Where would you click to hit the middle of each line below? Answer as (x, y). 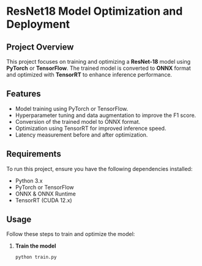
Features (24, 94)
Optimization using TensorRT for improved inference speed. (91, 128)
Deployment (38, 24)
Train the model (36, 246)
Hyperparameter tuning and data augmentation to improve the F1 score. (106, 115)
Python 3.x (29, 180)
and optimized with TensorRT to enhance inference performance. (89, 74)
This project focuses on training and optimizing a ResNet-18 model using (99, 62)
